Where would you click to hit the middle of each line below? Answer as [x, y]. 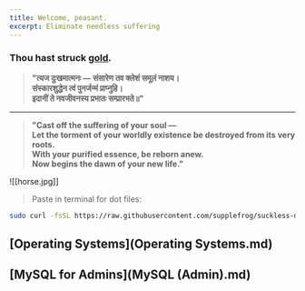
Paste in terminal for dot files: [87, 199]
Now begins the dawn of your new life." [108, 164]
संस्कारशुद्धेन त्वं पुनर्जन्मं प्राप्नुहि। [77, 88]
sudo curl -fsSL [40, 216]
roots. [43, 144]
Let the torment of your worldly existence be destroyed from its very [163, 135]
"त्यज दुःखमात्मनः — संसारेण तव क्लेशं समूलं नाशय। [105, 77]
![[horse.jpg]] [34, 181]
